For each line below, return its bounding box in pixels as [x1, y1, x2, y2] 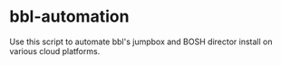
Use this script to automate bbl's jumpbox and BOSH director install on [9, 36, 273, 47]
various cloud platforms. [9, 45, 101, 56]
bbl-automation [9, 6, 130, 27]
